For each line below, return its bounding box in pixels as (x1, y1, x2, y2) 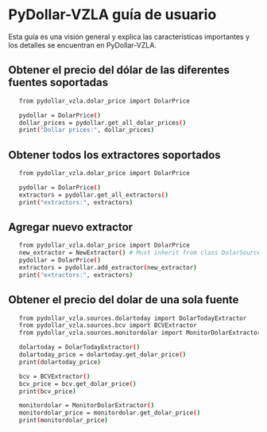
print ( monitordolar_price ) (18, 416, 109, 425)
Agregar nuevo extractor (8, 220, 133, 234)
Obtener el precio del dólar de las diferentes (8, 64, 230, 77)
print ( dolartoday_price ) (18, 358, 102, 366)
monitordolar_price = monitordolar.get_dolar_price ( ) (18, 409, 201, 417)
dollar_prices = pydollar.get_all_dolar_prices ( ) (18, 119, 187, 126)
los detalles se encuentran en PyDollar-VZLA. (8, 40, 157, 49)
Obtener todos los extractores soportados (8, 148, 221, 162)
